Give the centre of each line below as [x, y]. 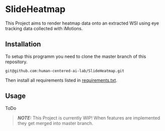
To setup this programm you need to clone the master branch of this [76, 56]
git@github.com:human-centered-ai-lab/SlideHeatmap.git [65, 71]
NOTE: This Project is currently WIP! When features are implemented [89, 118]
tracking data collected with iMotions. [44, 28]
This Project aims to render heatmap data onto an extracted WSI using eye [82, 23]
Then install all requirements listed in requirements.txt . [61, 80]
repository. [16, 62]
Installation [23, 44]
